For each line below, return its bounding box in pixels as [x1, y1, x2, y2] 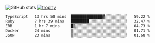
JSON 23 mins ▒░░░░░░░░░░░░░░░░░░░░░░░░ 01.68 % [5, 33, 150, 38]
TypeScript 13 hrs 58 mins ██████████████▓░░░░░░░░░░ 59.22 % [5, 14, 150, 19]
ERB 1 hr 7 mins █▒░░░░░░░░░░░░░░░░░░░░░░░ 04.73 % [5, 23, 150, 28]
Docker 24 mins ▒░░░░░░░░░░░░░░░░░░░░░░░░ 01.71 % [5, 28, 150, 33]
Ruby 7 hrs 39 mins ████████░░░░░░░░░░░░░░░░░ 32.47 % [5, 19, 150, 24]
